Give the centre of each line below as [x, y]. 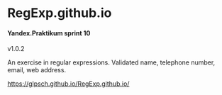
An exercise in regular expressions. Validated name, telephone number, [111, 62]
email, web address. [37, 70]
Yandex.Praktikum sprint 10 [49, 33]
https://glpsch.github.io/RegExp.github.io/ [68, 84]
